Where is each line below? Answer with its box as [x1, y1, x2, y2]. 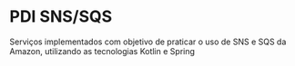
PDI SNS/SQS [9, 6, 113, 27]
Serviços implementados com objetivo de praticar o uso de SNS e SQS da [9, 36, 287, 47]
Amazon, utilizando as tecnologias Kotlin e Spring [9, 45, 196, 56]
